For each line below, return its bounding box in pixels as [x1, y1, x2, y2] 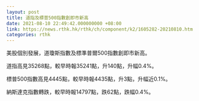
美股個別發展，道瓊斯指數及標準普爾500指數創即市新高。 [6, 50, 151, 57]
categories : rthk [6, 32, 51, 38]
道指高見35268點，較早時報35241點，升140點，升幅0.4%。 [6, 62, 157, 70]
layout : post [6, 9, 40, 15]
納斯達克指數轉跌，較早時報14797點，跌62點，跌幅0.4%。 [6, 88, 154, 95]
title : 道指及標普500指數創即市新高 [6, 15, 89, 21]
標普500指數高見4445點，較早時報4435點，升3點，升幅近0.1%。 [6, 75, 171, 83]
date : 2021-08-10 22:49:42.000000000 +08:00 [6, 20, 122, 26]
